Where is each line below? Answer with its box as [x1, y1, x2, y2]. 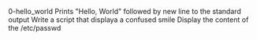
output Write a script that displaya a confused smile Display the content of [8, 15, 249, 24]
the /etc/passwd [8, 24, 61, 32]
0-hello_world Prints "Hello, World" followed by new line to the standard [8, 7, 242, 16]
